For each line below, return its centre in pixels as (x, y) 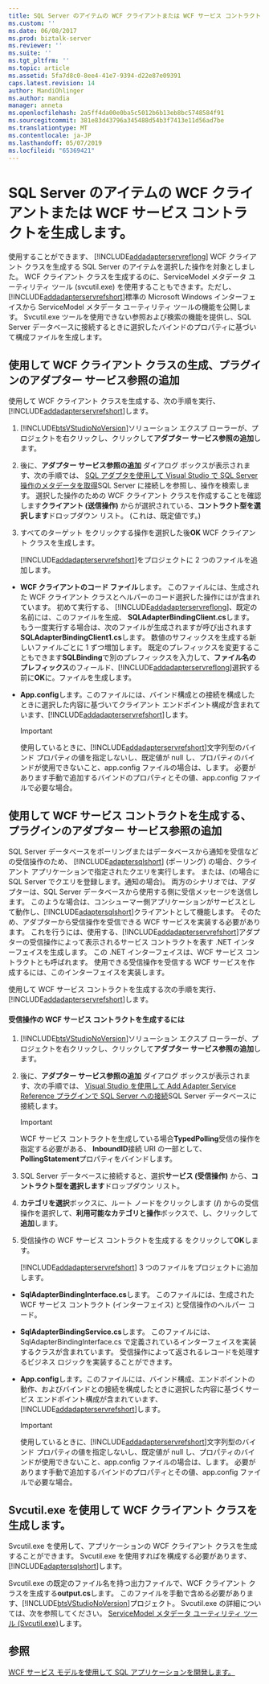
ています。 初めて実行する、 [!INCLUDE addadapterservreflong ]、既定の (139, 607)
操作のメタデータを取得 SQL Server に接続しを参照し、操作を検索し (131, 486)
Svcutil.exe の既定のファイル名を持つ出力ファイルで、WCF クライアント (128, 1583)
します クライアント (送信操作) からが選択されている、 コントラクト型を (137, 506)
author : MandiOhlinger (46, 91)
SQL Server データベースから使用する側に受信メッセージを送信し (151, 891)
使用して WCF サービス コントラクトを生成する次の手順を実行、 (114, 989)
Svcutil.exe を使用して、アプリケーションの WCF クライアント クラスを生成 (133, 1546)
